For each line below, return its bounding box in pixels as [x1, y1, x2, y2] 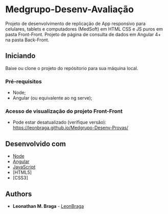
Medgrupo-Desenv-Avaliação [5, 4, 134, 15]
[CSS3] [12, 175, 28, 181]
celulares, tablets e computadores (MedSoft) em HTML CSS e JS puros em [5, 26, 163, 32]
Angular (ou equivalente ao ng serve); [12, 95, 93, 101]
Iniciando [5, 52, 36, 60]
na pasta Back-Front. [5, 37, 50, 43]
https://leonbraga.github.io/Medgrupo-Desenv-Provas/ [12, 125, 129, 131]
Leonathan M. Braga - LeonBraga [12, 203, 84, 209]
